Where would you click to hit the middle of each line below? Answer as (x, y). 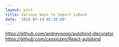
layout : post (19, 10)
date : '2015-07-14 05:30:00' (36, 19)
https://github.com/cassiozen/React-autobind (53, 39)
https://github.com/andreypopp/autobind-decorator (59, 34)
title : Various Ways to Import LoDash (46, 15)
